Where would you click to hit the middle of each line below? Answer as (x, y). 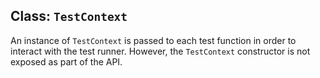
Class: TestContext (69, 16)
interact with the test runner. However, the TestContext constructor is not (160, 51)
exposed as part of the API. (66, 61)
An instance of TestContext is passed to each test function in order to (153, 40)
